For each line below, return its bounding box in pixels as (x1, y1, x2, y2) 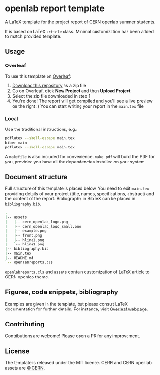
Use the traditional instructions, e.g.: (5, 126, 78, 132)
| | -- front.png (5, 233, 42, 238)
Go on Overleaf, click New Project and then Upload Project (12, 88, 131, 94)
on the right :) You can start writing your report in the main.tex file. (12, 103, 145, 109)
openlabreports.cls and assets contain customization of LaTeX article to (5, 269, 150, 275)
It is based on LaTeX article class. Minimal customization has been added (5, 28, 154, 34)
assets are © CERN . (5, 365, 45, 371)
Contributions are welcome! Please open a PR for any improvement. (5, 333, 141, 339)
